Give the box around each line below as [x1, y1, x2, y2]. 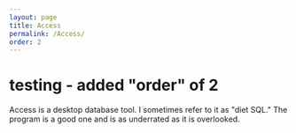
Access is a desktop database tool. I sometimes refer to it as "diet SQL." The [9, 105, 288, 115]
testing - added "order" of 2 [9, 76, 219, 95]
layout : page [9, 12, 58, 22]
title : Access [9, 21, 62, 30]
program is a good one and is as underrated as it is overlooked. [9, 114, 241, 124]
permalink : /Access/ [9, 29, 86, 38]
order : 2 [9, 37, 42, 47]
